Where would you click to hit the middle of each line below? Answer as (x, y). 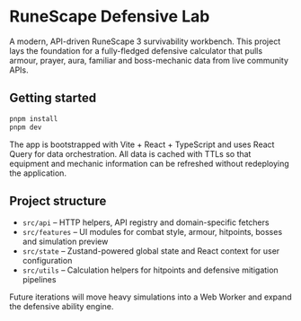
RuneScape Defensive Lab (110, 17)
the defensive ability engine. (62, 307)
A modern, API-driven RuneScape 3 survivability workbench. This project (145, 41)
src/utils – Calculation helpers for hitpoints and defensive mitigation (150, 270)
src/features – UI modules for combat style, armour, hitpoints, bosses (152, 232)
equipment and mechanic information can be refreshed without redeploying (149, 163)
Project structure (58, 200)
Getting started (53, 98)
